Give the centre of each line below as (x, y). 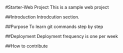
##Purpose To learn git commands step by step (54, 26)
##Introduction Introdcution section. (42, 17)
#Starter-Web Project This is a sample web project (57, 7)
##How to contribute (26, 46)
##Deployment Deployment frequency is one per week (62, 36)
